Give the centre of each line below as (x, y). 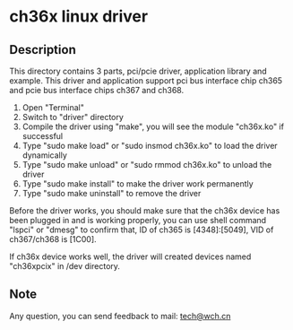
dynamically (44, 155)
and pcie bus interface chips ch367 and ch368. (97, 90)
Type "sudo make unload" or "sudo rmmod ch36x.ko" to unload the (147, 165)
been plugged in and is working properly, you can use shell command (138, 220)
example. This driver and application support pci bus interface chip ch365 (146, 81)
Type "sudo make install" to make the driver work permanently (138, 184)
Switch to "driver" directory (73, 117)
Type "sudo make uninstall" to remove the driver (112, 193)
